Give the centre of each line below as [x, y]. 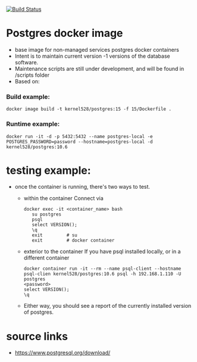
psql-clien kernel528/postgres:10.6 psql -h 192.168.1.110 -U [102, 274]
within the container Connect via [64, 198]
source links [37, 336]
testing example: [49, 170]
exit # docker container [73, 241]
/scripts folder [32, 75]
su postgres [46, 214]
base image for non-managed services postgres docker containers [97, 49]
